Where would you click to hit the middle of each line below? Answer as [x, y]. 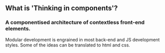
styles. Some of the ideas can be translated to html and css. [68, 45]
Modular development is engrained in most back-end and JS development [82, 39]
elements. [18, 28]
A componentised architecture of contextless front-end [75, 22]
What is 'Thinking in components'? [61, 8]
